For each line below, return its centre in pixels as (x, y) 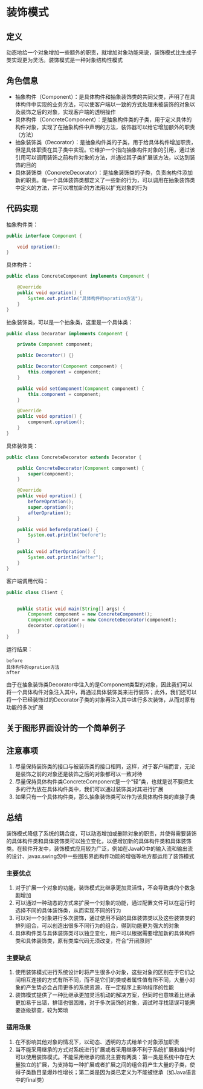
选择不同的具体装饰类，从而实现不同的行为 (68, 911)
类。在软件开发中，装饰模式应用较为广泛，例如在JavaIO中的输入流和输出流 (100, 848)
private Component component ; (55, 344)
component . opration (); (56, 422)
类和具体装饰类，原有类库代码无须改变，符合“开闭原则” (84, 941)
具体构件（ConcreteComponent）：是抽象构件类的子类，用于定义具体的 (103, 119)
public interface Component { (44, 236)
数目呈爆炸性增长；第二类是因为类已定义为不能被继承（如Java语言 (114, 1072)
